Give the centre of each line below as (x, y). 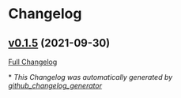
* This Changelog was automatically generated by (90, 77)
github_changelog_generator (55, 85)
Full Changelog (33, 62)
